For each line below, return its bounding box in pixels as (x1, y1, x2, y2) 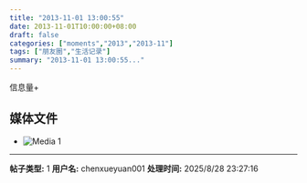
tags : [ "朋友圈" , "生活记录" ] (9, 47, 111, 56)
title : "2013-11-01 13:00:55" (9, 13, 125, 23)
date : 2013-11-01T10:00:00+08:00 (9, 22, 137, 31)
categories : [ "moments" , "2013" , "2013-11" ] (9, 38, 174, 48)
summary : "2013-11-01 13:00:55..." (9, 56, 145, 65)
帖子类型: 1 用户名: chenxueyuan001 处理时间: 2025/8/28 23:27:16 (9, 163, 259, 174)
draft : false (9, 30, 59, 39)
